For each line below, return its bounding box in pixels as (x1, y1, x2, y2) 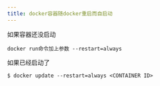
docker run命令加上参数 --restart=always (7, 45, 123, 52)
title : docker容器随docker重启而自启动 (7, 10, 113, 17)
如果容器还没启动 (7, 30, 56, 38)
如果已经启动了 (7, 58, 50, 67)
